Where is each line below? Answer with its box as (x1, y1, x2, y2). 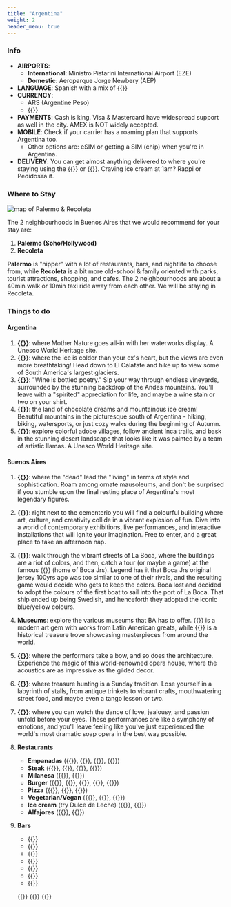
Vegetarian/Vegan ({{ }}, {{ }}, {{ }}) (27, 794, 125, 802)
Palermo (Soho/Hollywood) (17, 239, 97, 247)
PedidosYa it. (17, 172, 54, 180)
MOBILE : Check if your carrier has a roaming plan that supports (17, 127, 199, 136)
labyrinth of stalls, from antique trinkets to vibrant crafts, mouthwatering (17, 687, 222, 695)
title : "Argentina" (7, 10, 63, 17)
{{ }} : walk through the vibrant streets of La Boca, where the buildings (17, 551, 215, 560)
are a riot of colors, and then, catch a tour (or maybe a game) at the (17, 558, 209, 567)
